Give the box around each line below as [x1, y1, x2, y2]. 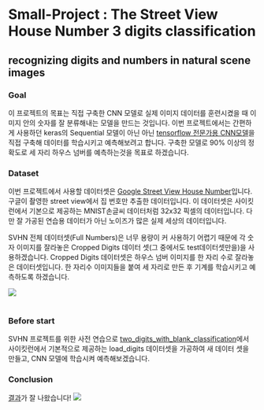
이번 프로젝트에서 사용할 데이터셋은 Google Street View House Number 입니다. [8, 187, 253, 196]
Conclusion [8, 374, 54, 385]
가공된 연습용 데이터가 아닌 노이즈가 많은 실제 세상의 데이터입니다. [24, 216, 227, 226]
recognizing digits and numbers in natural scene [8, 54, 251, 67]
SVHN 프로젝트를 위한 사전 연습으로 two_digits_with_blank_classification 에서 [8, 334, 250, 344]
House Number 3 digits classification [8, 22, 256, 40]
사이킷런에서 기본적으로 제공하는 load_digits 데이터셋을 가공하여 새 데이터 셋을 [8, 344, 250, 353]
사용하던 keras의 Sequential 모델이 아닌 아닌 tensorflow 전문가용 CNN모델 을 [16, 127, 255, 137]
